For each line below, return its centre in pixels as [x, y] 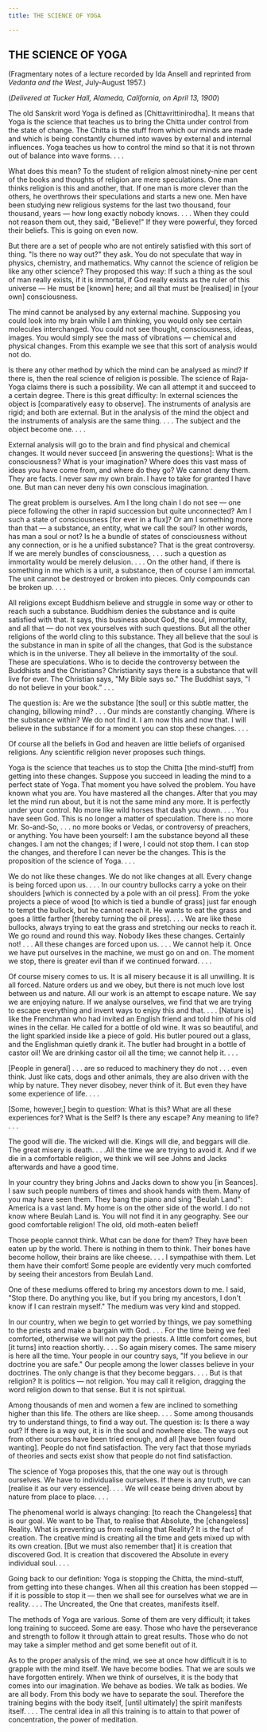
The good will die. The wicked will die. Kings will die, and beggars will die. [129, 1142]
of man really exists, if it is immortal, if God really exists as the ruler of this [129, 280]
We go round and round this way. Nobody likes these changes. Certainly [127, 936]
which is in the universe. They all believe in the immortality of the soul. [123, 654]
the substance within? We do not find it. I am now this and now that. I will [127, 720]
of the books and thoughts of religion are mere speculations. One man [123, 179]
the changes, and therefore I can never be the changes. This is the [117, 852]
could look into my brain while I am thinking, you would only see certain [125, 321]
